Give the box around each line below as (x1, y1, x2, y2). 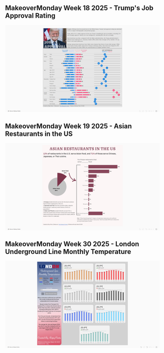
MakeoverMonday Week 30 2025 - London (5, 240, 139, 248)
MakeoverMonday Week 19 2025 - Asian (5, 122, 132, 130)
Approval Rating (5, 12, 55, 20)
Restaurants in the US (5, 129, 73, 138)
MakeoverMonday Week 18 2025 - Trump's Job (5, 4, 154, 12)
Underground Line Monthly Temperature (5, 248, 132, 256)
